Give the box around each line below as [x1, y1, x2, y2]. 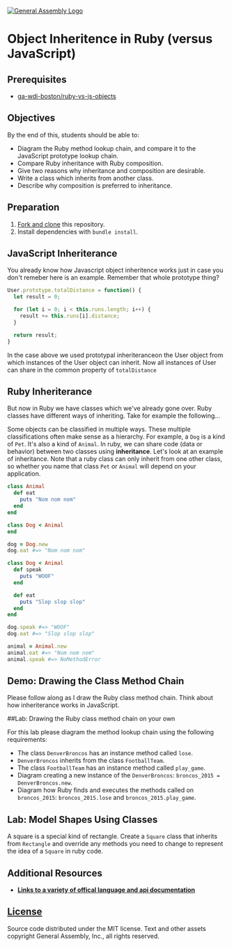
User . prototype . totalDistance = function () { [7, 287, 141, 294]
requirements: [7, 736, 47, 744]
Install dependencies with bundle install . [17, 227, 138, 236]
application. [7, 469, 41, 478]
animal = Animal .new [7, 643, 68, 650]
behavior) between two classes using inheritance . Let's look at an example [7, 447, 224, 456]
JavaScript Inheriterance [7, 248, 118, 259]
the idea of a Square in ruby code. [7, 847, 103, 856]
